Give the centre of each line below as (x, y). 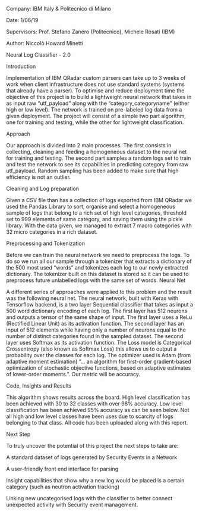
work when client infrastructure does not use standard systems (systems (96, 84)
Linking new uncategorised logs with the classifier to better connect (89, 498)
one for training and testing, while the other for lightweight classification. (95, 122)
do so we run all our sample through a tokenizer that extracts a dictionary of (99, 261)
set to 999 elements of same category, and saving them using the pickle (94, 219)
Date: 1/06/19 (22, 20)
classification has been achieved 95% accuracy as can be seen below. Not (98, 410)
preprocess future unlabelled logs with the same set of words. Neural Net (96, 280)
